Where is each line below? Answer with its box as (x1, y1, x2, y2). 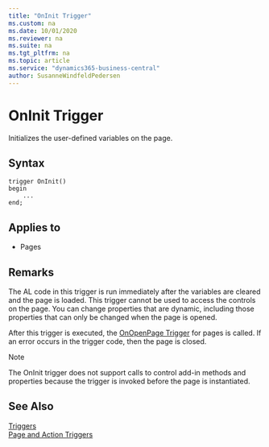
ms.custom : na (8, 19, 56, 27)
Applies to (8, 221, 61, 234)
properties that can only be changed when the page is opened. (8, 312, 217, 322)
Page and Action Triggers (8, 429, 93, 439)
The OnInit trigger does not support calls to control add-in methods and (8, 368, 246, 377)
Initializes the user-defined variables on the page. (8, 133, 173, 143)
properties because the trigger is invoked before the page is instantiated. (8, 376, 251, 386)
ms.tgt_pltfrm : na (8, 49, 70, 57)
